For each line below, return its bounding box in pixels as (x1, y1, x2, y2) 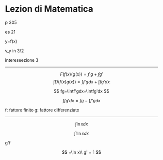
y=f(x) (5, 38, 17, 44)
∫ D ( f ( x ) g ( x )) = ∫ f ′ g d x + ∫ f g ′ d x (53, 79, 110, 85)
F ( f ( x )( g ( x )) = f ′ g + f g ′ (60, 71, 103, 77)
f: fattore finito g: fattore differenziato (5, 107, 80, 113)
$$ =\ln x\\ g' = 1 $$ (62, 149, 101, 155)
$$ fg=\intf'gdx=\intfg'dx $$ (53, 88, 110, 94)
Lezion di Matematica (5, 3, 94, 15)
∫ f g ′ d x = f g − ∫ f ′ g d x (62, 97, 101, 103)
